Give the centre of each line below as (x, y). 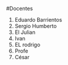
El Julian (25, 32)
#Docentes (20, 8)
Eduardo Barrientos (38, 20)
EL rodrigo (27, 45)
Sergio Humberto (36, 26)
